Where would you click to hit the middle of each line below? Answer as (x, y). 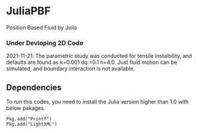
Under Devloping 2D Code (45, 43)
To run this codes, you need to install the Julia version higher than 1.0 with (98, 102)
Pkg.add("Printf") (29, 119)
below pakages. (26, 108)
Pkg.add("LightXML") (32, 124)
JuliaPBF (28, 11)
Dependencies (34, 87)
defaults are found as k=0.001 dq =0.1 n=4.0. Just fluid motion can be (92, 62)
